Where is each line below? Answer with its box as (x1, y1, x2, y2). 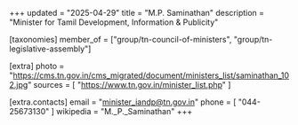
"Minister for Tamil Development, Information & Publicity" (9, 17, 219, 27)
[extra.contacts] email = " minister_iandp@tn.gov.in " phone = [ (9, 97, 237, 107)
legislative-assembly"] (9, 43, 92, 54)
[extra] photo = (9, 61, 65, 71)
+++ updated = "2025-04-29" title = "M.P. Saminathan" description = (9, 8, 265, 18)
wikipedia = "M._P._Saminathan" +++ (56, 106, 193, 116)
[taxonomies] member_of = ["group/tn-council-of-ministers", (9, 35, 232, 44)
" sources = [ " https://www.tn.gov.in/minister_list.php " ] (28, 80, 231, 90)
